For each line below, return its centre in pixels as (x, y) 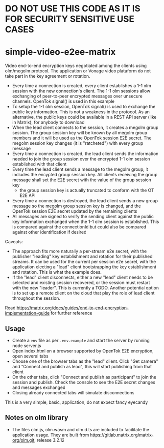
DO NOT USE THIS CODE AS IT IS (73, 9)
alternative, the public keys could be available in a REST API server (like (84, 117)
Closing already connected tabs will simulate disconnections (73, 392)
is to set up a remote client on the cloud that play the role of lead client (83, 293)
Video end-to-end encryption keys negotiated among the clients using (76, 66)
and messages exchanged (39, 387)
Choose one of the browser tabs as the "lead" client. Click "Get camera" (85, 361)
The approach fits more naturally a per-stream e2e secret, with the (79, 251)
